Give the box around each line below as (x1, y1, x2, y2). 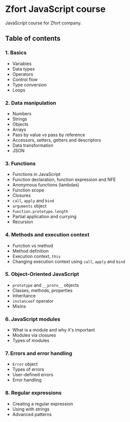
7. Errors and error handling (5, 350, 72, 357)
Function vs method (12, 243, 54, 249)
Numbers (12, 110, 32, 116)
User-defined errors (12, 372, 54, 378)
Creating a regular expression (12, 401, 73, 407)
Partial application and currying (12, 214, 77, 220)
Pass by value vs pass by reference (12, 132, 85, 138)
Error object (12, 361, 38, 367)
